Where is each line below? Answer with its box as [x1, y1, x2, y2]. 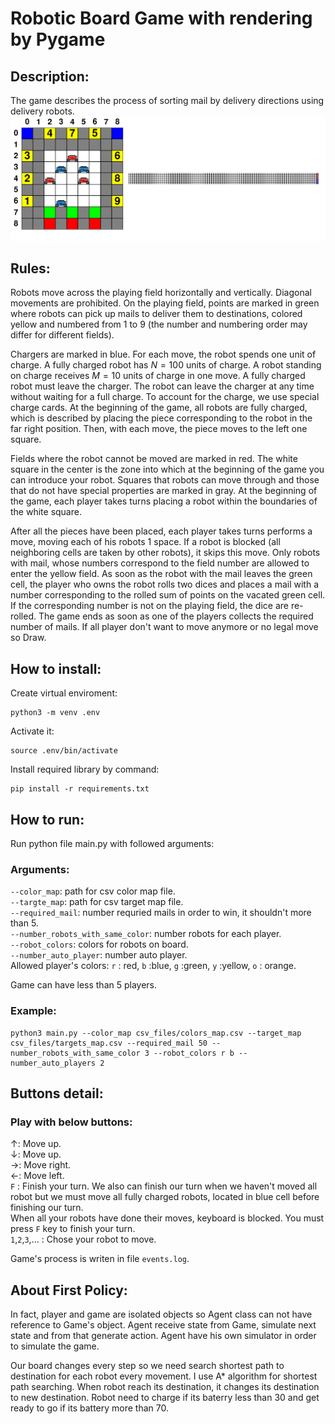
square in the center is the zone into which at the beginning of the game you [10, 463, 325, 476]
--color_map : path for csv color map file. [10, 885, 176, 897]
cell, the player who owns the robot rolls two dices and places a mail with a [10, 578, 320, 591]
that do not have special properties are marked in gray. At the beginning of [10, 485, 318, 497]
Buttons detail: [10, 1085, 104, 1102]
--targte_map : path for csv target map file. [10, 896, 184, 908]
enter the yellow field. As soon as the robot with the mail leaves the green [10, 568, 313, 580]
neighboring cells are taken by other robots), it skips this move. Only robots [10, 547, 321, 559]
